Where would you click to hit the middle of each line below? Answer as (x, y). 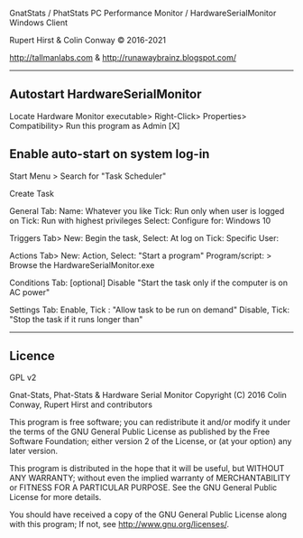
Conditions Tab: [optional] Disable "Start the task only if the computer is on (149, 283)
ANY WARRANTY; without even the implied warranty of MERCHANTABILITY (150, 478)
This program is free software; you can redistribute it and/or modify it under (150, 422)
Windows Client (38, 23)
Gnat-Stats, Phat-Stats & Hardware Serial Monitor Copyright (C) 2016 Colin (148, 395)
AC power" (30, 292)
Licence (32, 356)
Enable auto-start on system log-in (110, 154)
